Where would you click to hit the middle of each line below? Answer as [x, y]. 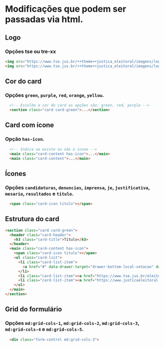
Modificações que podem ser [66, 9]
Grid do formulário [34, 309]
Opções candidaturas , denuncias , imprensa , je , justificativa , [78, 187]
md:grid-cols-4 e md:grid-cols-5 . [44, 329]
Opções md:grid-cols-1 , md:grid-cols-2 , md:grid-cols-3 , [72, 323]
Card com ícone [30, 125]
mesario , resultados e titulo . [40, 193]
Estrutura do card [32, 219]
